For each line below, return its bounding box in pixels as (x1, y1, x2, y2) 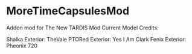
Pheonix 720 (6, 42, 38, 49)
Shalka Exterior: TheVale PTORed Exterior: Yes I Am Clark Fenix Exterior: (6, 35, 187, 43)
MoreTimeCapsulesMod (6, 4, 130, 18)
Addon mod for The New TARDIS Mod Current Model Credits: (6, 24, 159, 31)
